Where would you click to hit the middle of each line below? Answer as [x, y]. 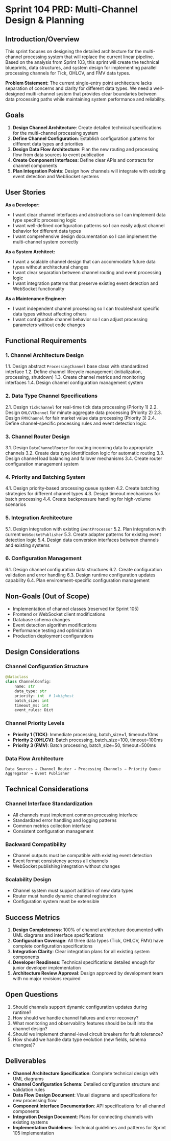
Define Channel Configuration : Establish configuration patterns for [83, 138]
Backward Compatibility [36, 844]
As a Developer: [22, 205]
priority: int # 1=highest [44, 696]
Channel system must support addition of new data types [73, 891]
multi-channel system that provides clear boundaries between [91, 94]
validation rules [29, 1089]
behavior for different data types [47, 231]
